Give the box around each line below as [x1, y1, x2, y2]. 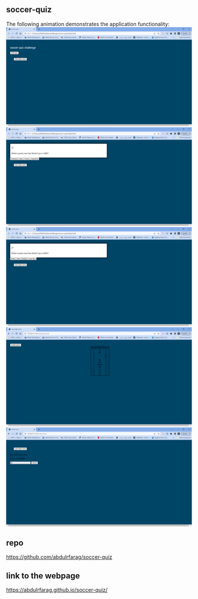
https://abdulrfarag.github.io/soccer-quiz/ [6, 587, 108, 594]
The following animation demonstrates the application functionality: [6, 20, 170, 27]
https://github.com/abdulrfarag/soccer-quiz [6, 553, 113, 561]
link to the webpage [6, 571, 80, 581]
